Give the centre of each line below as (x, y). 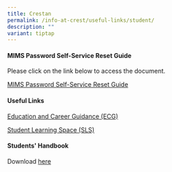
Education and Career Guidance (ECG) (63, 116)
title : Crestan (29, 14)
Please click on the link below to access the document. (86, 71)
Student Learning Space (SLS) (51, 129)
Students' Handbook (38, 146)
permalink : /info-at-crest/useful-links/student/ (81, 20)
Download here (29, 161)
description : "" (31, 27)
